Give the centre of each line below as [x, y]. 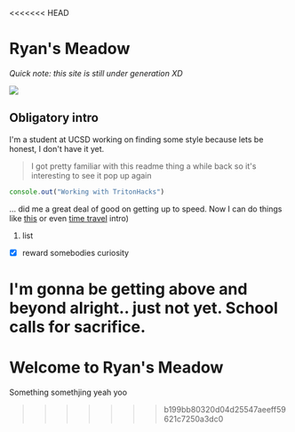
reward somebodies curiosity [76, 252]
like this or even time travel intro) [69, 218]
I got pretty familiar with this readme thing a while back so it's [144, 166]
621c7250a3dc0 [194, 419]
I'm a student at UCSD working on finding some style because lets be [136, 139]
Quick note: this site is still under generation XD [96, 73]
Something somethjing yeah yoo [68, 392]
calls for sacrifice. [78, 327]
